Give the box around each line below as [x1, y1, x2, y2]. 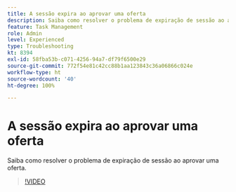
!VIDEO [24, 177, 46, 186]
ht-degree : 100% [7, 82, 55, 89]
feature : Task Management [7, 23, 83, 30]
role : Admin [7, 29, 42, 37]
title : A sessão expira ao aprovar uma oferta [7, 10, 146, 18]
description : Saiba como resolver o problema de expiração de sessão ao [7, 17, 225, 24]
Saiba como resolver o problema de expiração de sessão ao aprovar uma [7, 156, 219, 165]
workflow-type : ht [7, 69, 61, 76]
